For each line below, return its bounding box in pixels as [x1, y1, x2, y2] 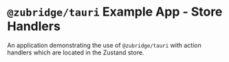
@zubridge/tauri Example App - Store [7, 4, 223, 20]
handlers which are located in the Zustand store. [7, 48, 144, 57]
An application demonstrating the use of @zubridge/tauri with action [7, 41, 201, 49]
